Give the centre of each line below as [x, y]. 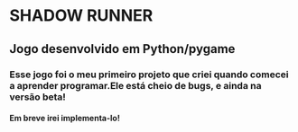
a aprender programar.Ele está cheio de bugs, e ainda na [135, 85]
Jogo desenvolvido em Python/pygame [122, 49]
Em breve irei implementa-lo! [65, 119]
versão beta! [37, 97]
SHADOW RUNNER [81, 16]
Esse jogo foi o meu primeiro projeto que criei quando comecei [149, 75]
